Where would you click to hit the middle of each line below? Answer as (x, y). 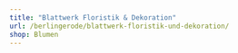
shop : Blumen (34, 34)
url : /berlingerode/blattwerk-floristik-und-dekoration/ (119, 26)
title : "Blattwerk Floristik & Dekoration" (93, 18)
